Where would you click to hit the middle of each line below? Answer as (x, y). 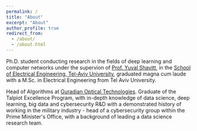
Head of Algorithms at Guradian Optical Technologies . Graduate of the (91, 91)
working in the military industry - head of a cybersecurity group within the (96, 110)
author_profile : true (33, 28)
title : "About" (25, 17)
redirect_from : (25, 34)
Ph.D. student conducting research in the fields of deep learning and (89, 61)
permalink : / (22, 12)
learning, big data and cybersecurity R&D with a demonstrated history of (94, 104)
